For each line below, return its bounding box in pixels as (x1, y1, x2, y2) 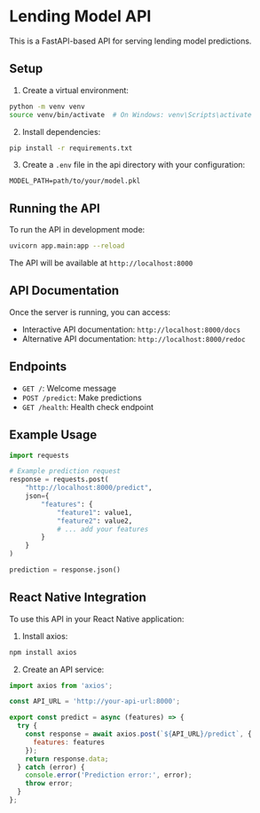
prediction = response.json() (9, 565, 122, 574)
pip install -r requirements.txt (9, 144, 133, 153)
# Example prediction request (9, 467, 122, 476)
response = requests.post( (9, 475, 109, 485)
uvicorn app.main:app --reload (9, 241, 125, 250)
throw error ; (25, 779, 74, 788)
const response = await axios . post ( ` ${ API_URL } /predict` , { (25, 730, 252, 738)
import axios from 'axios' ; (9, 681, 114, 690)
